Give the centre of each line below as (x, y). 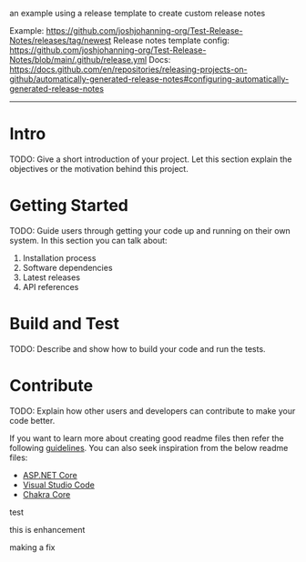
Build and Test (65, 324)
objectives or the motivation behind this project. (99, 168)
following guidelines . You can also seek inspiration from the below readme (149, 447)
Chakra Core (46, 494)
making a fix (33, 547)
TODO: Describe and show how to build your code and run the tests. (138, 348)
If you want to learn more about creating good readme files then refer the (147, 438)
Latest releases (51, 277)
